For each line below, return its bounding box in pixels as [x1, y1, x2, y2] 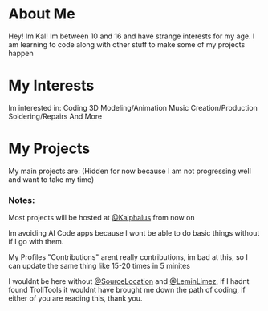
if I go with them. [8, 237, 64, 247]
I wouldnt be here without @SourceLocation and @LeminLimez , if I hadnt [8, 277, 250, 286]
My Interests [8, 77, 95, 95]
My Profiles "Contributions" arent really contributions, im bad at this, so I [8, 252, 249, 262]
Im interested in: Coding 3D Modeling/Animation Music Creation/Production [8, 103, 258, 112]
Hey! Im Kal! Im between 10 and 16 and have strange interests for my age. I [8, 31, 255, 41]
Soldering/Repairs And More [8, 111, 103, 121]
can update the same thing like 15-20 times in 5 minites [8, 261, 191, 271]
